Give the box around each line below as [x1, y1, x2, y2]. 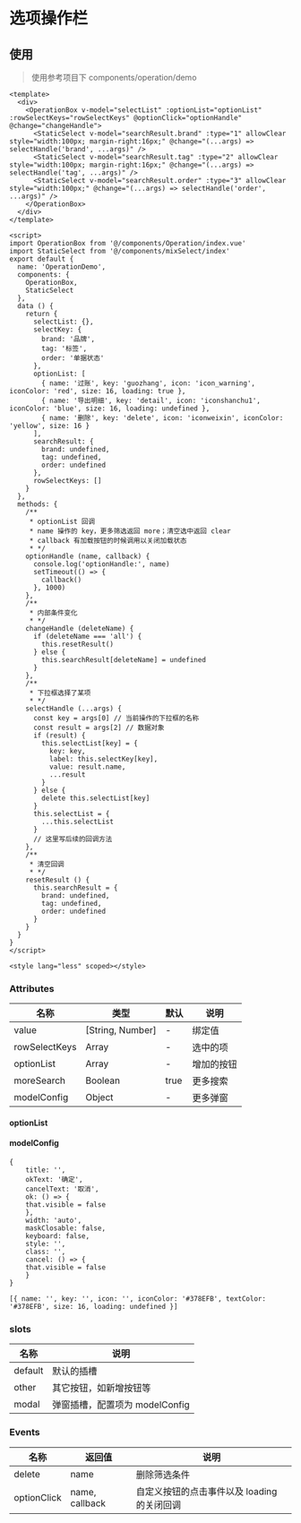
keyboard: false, [25, 1232, 90, 1241]
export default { [9, 254, 74, 263]
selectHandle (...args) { [25, 704, 123, 713]
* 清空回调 [29, 860, 64, 869]
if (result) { [32, 731, 87, 740]
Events [9, 1426, 40, 1439]
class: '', [25, 1247, 66, 1257]
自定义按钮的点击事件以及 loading [135, 1484, 278, 1497]
